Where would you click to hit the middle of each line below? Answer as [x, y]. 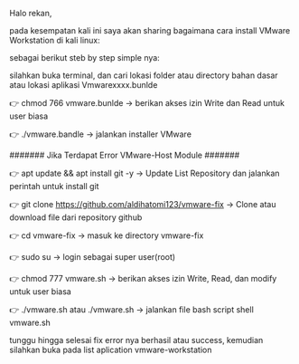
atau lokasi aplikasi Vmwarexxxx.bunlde [84, 85]
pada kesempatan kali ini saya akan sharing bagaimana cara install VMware [150, 30]
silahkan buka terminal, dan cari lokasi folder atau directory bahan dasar [144, 75]
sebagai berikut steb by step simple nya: [84, 57]
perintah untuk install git [54, 186]
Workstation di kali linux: [55, 40]
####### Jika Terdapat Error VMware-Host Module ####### [125, 155]
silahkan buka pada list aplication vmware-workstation [111, 350]
